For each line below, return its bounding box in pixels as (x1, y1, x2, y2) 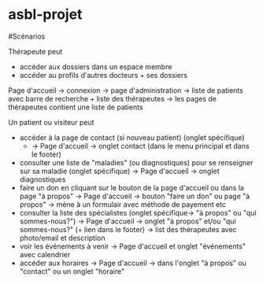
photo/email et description (19, 233, 106, 242)
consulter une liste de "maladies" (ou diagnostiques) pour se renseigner (19, 157, 254, 167)
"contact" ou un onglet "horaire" (19, 266, 124, 276)
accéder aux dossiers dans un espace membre (19, 61, 172, 72)
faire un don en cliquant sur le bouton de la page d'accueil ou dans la (19, 183, 244, 192)
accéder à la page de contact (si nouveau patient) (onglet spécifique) (19, 132, 246, 142)
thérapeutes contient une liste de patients (8, 102, 143, 112)
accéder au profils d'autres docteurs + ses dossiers (19, 70, 187, 79)
